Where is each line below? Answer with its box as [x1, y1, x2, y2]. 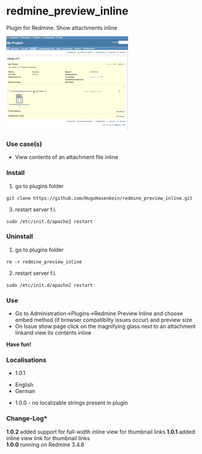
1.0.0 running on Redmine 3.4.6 [6, 441, 84, 448]
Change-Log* [6, 414, 48, 423]
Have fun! [6, 341, 31, 348]
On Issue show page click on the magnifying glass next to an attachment [14, 323, 196, 330]
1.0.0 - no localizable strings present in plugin [14, 399, 128, 406]
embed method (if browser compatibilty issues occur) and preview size [14, 317, 192, 324]
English [14, 381, 34, 388]
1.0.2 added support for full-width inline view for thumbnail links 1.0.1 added [6, 428, 195, 435]
